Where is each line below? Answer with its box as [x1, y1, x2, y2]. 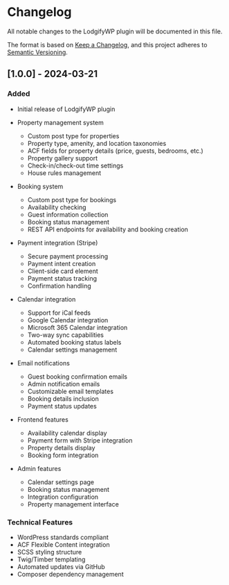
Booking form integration [27, 451, 99, 459]
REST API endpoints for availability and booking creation [27, 225, 189, 233]
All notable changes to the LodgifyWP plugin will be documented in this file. [7, 27, 223, 35]
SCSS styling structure [17, 547, 82, 556]
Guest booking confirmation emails [27, 372, 128, 381]
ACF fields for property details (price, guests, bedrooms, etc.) [27, 147, 204, 155]
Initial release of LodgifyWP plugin [17, 105, 116, 113]
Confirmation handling [27, 281, 91, 290]
